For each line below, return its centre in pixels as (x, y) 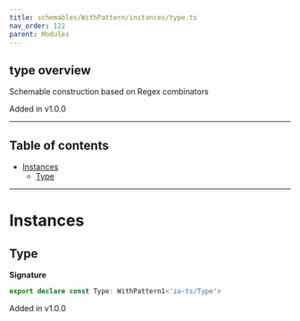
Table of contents (59, 145)
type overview (50, 70)
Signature (28, 275)
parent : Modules (39, 34)
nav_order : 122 (37, 26)
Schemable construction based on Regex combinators (109, 92)
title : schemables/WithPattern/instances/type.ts (104, 17)
